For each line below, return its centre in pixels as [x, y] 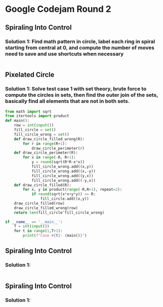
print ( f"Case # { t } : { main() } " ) [55, 236]
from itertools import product [37, 116]
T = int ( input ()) [32, 226]
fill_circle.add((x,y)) [65, 199]
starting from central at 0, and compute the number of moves [80, 47]
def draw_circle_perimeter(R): [46, 153]
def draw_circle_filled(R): [43, 185]
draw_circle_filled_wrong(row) [46, 208]
